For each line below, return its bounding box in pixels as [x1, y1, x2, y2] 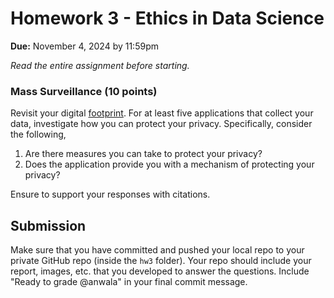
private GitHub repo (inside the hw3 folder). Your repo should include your [10, 255, 312, 267]
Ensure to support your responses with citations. [10, 188, 211, 201]
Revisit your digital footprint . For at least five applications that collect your [10, 107, 314, 119]
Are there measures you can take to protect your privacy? [24, 148, 263, 160]
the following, [10, 128, 67, 141]
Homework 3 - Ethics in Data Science [10, 7, 325, 30]
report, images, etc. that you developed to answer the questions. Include [10, 265, 310, 277]
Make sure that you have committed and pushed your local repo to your [10, 244, 305, 256]
